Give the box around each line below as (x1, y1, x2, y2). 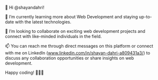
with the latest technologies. (15, 19, 72, 25)
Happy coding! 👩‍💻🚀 (5, 70, 44, 75)
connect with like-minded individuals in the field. (5, 34, 102, 39)
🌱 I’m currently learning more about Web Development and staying (5, 14, 138, 19)
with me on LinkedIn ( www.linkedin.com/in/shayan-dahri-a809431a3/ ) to (5, 50, 150, 55)
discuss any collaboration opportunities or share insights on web (5, 55, 134, 61)
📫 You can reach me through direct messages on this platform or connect (5, 43, 154, 49)
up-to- (139, 14, 152, 19)
